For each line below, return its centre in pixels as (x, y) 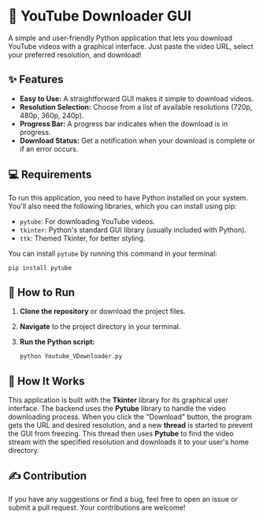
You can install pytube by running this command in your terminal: (113, 253)
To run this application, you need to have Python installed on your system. (128, 197)
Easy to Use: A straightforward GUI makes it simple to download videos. (137, 99)
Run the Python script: (57, 342)
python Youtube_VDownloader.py (71, 357)
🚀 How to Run (42, 292)
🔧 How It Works (46, 381)
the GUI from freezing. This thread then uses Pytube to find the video (121, 433)
